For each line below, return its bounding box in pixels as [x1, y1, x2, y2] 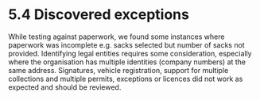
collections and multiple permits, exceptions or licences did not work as [8, 74, 243, 83]
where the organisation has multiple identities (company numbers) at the [8, 57, 246, 67]
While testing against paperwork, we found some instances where [8, 32, 225, 41]
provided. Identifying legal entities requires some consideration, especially [8, 48, 252, 58]
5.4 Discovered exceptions [8, 6, 189, 24]
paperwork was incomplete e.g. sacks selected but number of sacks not [8, 40, 245, 49]
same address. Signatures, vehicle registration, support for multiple [8, 65, 229, 75]
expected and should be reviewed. [8, 82, 122, 92]
